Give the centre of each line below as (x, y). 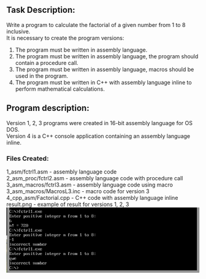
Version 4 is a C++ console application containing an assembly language (98, 136)
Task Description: (41, 10)
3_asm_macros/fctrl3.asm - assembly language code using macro (90, 185)
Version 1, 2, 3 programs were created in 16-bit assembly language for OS (100, 123)
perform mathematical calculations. (60, 89)
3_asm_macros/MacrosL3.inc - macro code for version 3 (78, 191)
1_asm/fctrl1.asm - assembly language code (62, 172)
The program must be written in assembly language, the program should (107, 56)
